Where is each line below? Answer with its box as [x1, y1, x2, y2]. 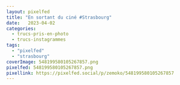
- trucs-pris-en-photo [11, 31, 69, 37]
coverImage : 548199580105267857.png [6, 59, 98, 65]
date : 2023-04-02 [6, 20, 56, 26]
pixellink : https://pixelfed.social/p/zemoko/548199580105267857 [6, 70, 174, 76]
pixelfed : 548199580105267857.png [6, 64, 94, 71]
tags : [6, 42, 20, 48]
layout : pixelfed [6, 8, 50, 15]
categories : [6, 25, 36, 32]
